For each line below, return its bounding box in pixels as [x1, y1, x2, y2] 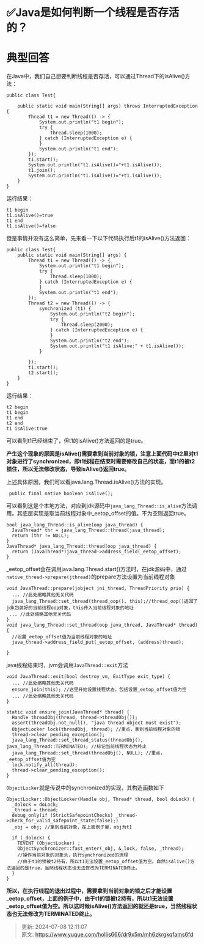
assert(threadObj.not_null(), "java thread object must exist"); [12, 720, 182, 726]
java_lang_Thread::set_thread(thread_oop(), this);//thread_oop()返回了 [12, 599, 199, 605]
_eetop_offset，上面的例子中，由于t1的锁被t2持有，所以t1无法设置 [6, 895, 173, 902]
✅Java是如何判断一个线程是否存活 [6, 6, 180, 20]
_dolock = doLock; [12, 802, 59, 808]
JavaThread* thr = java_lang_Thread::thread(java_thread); [12, 527, 166, 534]
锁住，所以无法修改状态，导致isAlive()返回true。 [6, 465, 130, 473]
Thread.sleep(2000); [60, 322, 114, 328]
